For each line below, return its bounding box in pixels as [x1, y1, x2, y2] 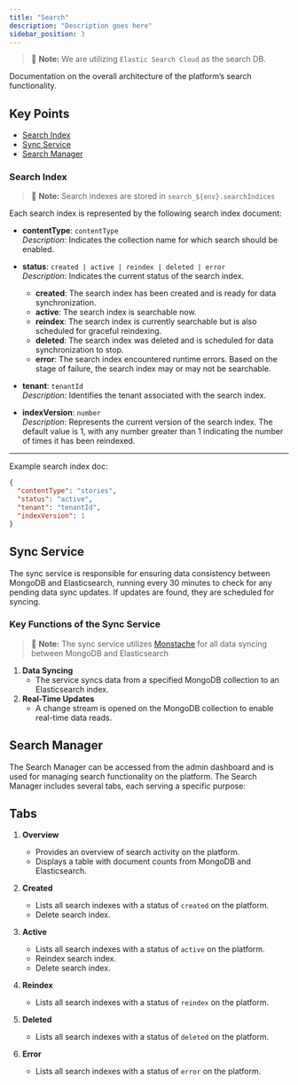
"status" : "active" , [17, 495, 93, 504]
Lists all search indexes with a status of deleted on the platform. [35, 1032, 270, 1042]
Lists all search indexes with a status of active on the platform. [35, 944, 265, 954]
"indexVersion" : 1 [17, 511, 86, 520]
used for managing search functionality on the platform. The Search [9, 771, 257, 781]
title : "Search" [9, 12, 69, 22]
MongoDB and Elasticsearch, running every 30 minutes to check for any [9, 577, 272, 588]
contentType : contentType [21, 226, 119, 236]
